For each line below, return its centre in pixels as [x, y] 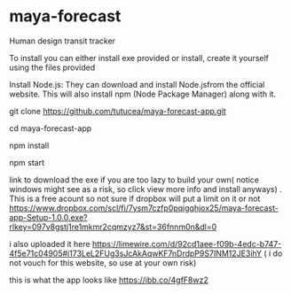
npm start [27, 162]
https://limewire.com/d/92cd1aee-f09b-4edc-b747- [187, 244]
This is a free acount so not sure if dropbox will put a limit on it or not [135, 198]
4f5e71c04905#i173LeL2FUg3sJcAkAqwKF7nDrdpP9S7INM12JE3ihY [136, 253]
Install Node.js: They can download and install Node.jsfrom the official [137, 84]
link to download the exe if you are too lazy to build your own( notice [134, 180]
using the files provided [52, 67]
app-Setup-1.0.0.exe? [48, 217]
